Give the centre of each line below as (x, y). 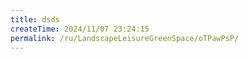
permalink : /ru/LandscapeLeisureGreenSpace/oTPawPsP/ (125, 38)
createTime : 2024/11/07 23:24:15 (80, 29)
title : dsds (35, 19)
